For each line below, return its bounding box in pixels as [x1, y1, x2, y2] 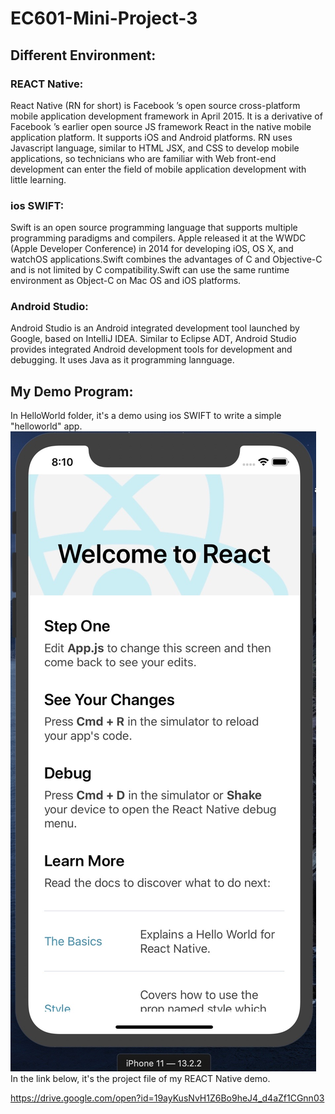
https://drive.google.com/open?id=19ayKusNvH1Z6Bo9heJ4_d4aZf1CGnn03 [10, 1092, 325, 1104]
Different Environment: [10, 47, 157, 64]
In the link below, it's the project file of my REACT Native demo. [10, 1073, 271, 1085]
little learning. [10, 173, 67, 186]
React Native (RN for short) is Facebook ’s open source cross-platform [10, 99, 301, 111]
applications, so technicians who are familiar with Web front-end [10, 152, 277, 164]
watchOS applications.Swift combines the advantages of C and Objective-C [10, 253, 323, 266]
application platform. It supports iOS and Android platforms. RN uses [10, 131, 293, 143]
